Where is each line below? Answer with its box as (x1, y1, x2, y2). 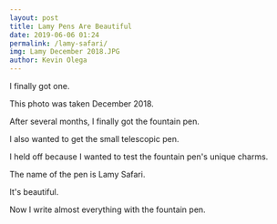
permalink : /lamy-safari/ (9, 38, 108, 48)
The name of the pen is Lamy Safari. (9, 169, 146, 179)
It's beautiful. (9, 187, 59, 197)
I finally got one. (9, 81, 70, 91)
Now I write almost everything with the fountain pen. (9, 204, 207, 215)
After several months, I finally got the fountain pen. (9, 116, 200, 127)
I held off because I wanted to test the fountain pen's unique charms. (9, 151, 269, 162)
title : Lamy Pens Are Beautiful (9, 22, 132, 31)
